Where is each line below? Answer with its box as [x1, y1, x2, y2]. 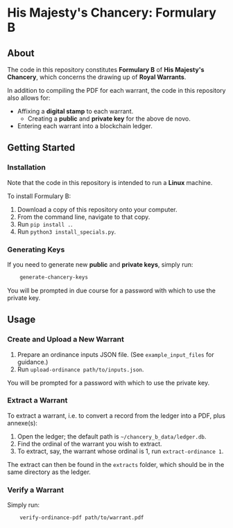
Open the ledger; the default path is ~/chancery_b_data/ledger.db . [17, 432, 207, 441]
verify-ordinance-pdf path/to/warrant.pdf [19, 514, 144, 521]
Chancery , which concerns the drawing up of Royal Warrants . [7, 73, 187, 81]
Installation [7, 163, 46, 173]
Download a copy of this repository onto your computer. [17, 205, 178, 213]
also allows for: [7, 94, 51, 102]
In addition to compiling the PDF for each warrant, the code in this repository [7, 87, 226, 94]
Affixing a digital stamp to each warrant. [17, 107, 134, 115]
